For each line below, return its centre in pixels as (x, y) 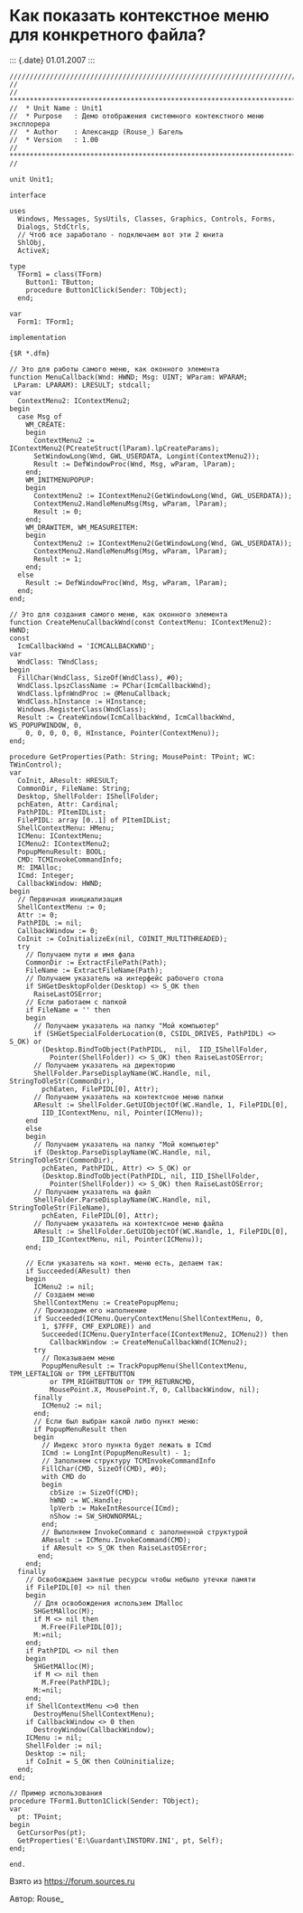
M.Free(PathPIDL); (76, 1682)
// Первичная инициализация (70, 899)
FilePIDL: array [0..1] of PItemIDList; (94, 820)
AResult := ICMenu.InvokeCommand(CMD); (117, 1540)
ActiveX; (34, 250)
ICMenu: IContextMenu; (60, 836)
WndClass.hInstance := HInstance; (82, 702)
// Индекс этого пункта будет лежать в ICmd (127, 1445)
